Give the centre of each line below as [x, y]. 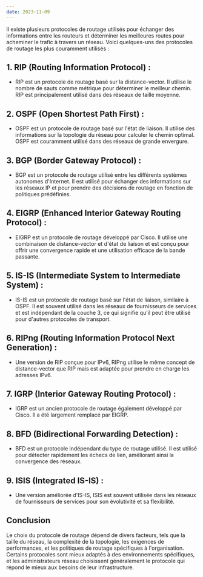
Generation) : [32, 348]
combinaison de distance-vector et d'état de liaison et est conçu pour [102, 243]
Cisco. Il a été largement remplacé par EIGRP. [72, 415]
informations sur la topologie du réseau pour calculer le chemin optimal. [105, 135]
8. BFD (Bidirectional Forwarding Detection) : [92, 434]
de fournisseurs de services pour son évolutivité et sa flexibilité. [95, 501]
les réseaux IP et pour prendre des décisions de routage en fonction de [104, 188]
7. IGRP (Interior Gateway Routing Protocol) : [91, 394]
